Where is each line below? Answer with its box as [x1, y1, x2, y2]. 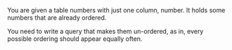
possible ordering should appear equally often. [7, 35, 143, 43]
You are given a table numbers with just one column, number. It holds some [7, 6, 226, 14]
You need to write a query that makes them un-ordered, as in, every [7, 27, 204, 35]
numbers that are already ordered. [7, 13, 107, 22]
